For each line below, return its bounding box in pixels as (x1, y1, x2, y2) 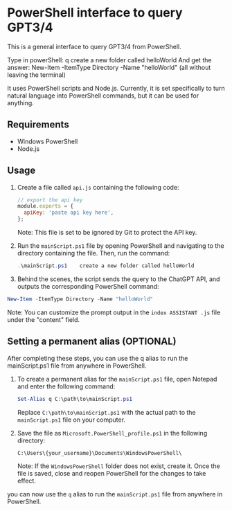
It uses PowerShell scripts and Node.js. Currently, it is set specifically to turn (7, 84, 225, 92)
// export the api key (17, 196, 83, 204)
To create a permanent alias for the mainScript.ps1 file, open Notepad (17, 375, 217, 383)
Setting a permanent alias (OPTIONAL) (7, 336, 177, 348)
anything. (7, 98, 35, 107)
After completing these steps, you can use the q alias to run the (7, 354, 188, 362)
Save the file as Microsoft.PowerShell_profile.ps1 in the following (17, 429, 208, 437)
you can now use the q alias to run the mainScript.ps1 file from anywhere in (7, 490, 223, 498)
